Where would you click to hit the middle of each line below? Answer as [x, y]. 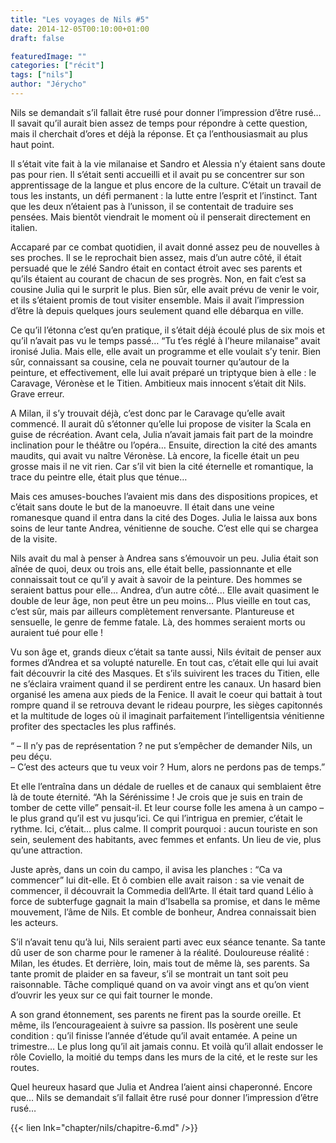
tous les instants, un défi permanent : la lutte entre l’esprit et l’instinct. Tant [164, 195]
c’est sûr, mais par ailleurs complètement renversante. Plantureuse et [152, 611]
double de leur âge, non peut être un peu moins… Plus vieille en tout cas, [161, 600]
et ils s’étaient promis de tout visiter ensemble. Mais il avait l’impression [157, 300]
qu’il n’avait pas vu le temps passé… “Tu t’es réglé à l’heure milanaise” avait [165, 340]
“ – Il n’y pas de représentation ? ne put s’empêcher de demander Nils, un [161, 745]
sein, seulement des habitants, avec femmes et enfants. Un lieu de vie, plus [166, 839]
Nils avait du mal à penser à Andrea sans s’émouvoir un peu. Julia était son [164, 558]
